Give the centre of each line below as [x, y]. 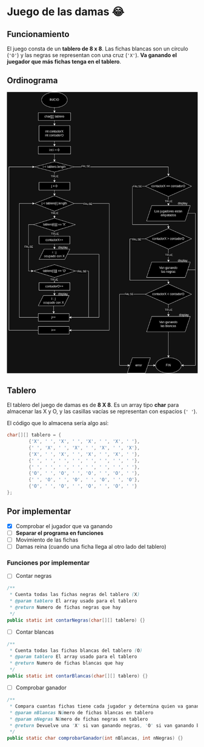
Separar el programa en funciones [59, 533]
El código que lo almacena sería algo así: [58, 423]
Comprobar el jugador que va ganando [64, 526]
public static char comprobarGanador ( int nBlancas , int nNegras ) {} [95, 739]
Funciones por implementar [48, 563]
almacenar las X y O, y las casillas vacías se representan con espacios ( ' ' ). [102, 412]
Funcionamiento [38, 34]
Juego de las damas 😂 [66, 12]
